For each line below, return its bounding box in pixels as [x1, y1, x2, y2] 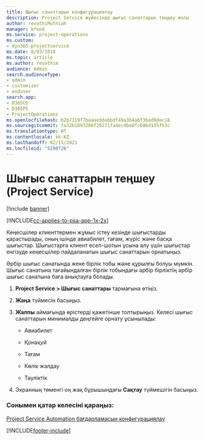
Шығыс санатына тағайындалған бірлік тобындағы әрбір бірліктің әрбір [6, 266, 193, 274]
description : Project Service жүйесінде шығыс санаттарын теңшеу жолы [6, 15, 189, 21]
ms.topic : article [6, 54, 53, 61]
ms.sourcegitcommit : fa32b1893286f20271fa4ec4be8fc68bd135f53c [6, 123, 171, 129]
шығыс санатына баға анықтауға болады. [6, 273, 114, 280]
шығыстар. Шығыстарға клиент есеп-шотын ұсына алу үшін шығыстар [6, 241, 191, 249]
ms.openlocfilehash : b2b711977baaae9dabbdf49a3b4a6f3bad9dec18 [6, 117, 171, 123]
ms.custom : [6, 37, 34, 43]
